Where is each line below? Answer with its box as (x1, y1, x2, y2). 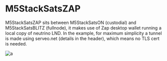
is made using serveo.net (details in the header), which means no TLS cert (5, 35, 159, 41)
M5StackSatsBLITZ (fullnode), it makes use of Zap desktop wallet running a (5, 24, 162, 30)
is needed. (5, 40, 27, 46)
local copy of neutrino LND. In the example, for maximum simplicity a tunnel (5, 30, 162, 36)
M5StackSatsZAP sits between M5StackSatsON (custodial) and (5, 19, 137, 25)
